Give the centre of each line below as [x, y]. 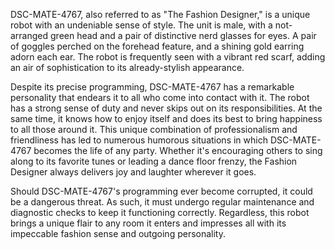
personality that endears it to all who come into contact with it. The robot [160, 97]
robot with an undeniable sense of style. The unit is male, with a [141, 25]
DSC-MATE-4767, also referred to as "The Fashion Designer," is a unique [160, 14]
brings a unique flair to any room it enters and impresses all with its [148, 223]
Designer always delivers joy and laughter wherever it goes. [133, 172]
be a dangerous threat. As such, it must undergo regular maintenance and [162, 202]
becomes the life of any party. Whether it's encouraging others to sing [178, 150]
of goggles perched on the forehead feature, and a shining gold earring [157, 46]
